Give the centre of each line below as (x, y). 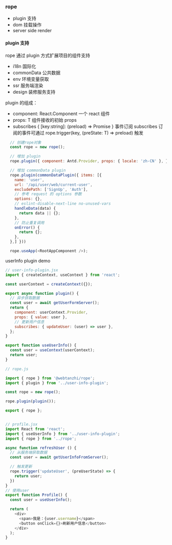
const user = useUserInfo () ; (41, 500)
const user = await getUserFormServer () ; (55, 303)
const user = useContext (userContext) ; (52, 350)
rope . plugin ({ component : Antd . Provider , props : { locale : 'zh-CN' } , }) (90, 161)
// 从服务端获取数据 (29, 453)
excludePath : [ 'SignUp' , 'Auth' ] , (51, 189)
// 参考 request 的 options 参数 (48, 194)
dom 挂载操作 (27, 25)
